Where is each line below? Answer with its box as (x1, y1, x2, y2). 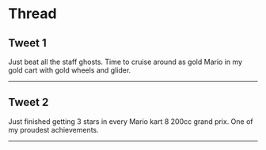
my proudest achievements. (8, 125, 99, 134)
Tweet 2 (8, 96, 49, 109)
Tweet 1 (8, 36, 47, 50)
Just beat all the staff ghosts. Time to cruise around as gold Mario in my (8, 57, 243, 66)
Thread (8, 5, 57, 23)
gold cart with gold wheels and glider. (8, 66, 131, 75)
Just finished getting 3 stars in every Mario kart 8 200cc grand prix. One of (8, 116, 253, 126)
